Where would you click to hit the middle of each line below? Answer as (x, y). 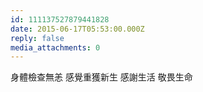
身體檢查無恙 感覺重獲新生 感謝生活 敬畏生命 (101, 77)
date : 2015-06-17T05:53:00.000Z (77, 29)
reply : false (37, 38)
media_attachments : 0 (55, 47)
